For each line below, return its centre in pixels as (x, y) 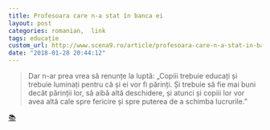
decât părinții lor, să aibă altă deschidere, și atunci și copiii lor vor (136, 93)
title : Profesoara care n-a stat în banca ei (86, 16)
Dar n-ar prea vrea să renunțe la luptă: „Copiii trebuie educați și (133, 76)
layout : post (30, 23)
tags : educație (34, 38)
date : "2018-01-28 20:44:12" (57, 53)
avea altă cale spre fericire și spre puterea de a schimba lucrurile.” (137, 102)
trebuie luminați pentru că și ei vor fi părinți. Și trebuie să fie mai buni (142, 84)
